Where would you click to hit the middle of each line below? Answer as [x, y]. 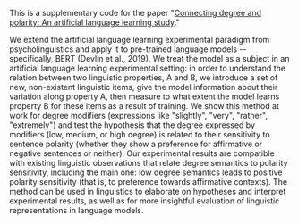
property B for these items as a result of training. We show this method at [145, 106]
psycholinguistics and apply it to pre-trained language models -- [128, 49]
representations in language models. [77, 210]
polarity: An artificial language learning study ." [95, 22]
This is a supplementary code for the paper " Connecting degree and [136, 13]
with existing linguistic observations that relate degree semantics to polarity [149, 163]
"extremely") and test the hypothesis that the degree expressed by [132, 125]
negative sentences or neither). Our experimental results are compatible [142, 153]
